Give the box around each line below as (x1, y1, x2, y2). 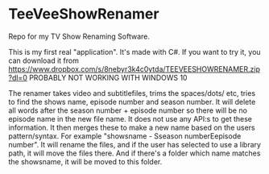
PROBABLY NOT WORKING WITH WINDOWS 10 (29, 72, 188, 82)
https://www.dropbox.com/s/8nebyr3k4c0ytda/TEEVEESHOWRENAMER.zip (8, 64, 260, 73)
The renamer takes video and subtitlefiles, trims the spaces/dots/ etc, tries (8, 88, 256, 97)
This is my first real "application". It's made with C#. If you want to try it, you (8, 47, 261, 56)
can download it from (8, 56, 79, 65)
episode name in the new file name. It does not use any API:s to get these (8, 114, 252, 123)
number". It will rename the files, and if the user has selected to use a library (8, 139, 262, 149)
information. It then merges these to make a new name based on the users (8, 122, 255, 132)
